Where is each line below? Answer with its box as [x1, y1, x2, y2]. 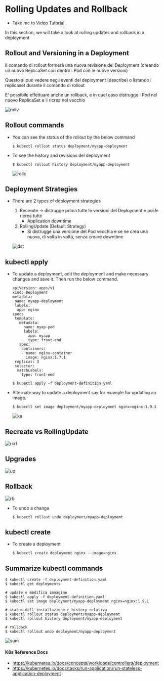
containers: [21, 346, 46, 352]
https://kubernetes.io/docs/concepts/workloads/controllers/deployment [12, 660, 159, 666]
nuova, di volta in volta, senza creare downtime [27, 234, 123, 240]
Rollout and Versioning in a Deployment [5, 49, 129, 57]
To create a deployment [12, 541, 61, 547]
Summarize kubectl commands [5, 564, 103, 572]
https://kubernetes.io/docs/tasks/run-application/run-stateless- [12, 665, 142, 671]
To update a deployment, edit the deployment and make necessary [12, 271, 149, 277]
